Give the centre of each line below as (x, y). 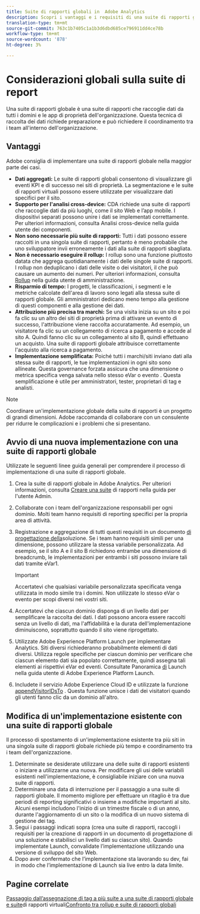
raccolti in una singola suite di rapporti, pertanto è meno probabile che (101, 242)
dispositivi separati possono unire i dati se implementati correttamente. (102, 217)
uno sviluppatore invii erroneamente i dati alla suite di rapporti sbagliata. (103, 248)
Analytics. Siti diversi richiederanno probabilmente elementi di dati (96, 648)
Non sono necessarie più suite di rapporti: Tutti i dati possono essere (101, 235)
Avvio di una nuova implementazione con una (92, 442)
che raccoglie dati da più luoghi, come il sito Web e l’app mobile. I (95, 210)
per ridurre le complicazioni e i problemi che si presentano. (78, 423)
